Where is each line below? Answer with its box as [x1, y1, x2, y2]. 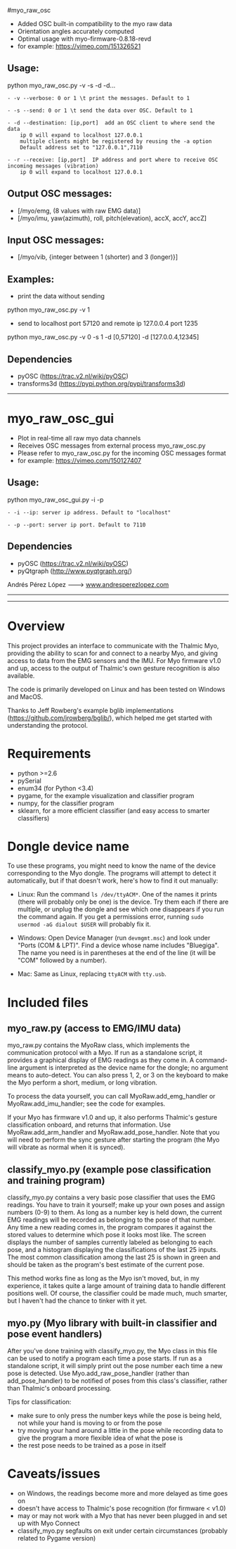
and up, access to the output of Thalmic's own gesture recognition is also [7, 664, 220, 672]
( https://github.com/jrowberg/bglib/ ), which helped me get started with [7, 714, 213, 722]
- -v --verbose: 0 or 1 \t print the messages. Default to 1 [7, 94, 190, 101]
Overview [7, 618, 65, 634]
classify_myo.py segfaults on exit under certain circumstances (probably [17, 1526, 228, 1535]
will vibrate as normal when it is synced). [7, 1143, 126, 1151]
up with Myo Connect [17, 1519, 80, 1527]
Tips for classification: [7, 1398, 72, 1406]
